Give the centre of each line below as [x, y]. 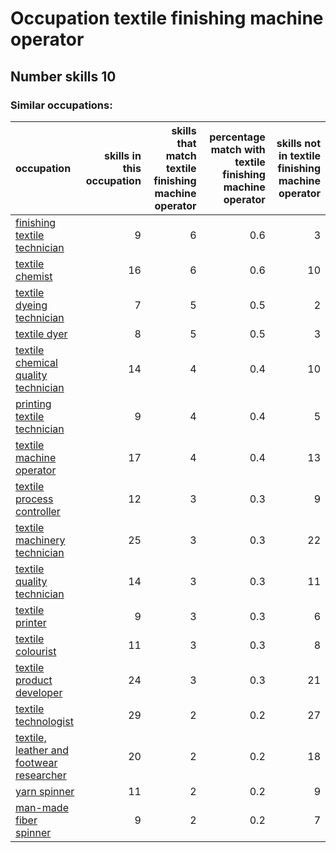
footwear [36, 762]
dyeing [31, 305]
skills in [123, 155]
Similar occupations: [61, 105]
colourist [36, 651]
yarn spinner [45, 791]
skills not [298, 143]
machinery [40, 540]
